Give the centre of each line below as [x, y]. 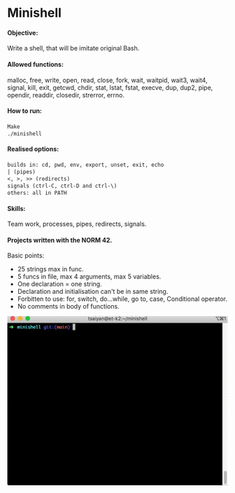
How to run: [24, 111]
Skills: [16, 208]
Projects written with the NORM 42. [60, 240]
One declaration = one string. [60, 284]
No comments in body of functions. [69, 306]
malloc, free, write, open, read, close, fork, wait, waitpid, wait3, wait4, [107, 80]
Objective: [23, 32]
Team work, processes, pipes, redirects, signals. [77, 224]
